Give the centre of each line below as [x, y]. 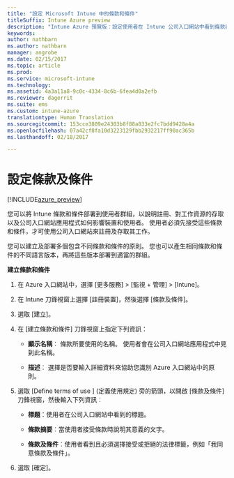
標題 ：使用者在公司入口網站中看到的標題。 [89, 414]
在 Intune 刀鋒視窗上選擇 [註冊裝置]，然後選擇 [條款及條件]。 [104, 299]
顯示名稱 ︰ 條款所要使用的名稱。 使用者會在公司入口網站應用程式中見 [127, 344]
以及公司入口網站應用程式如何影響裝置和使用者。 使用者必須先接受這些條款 [115, 223]
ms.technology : [29, 85]
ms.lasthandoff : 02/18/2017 [48, 137]
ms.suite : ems [28, 105]
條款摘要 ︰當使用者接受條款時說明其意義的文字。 [98, 429]
